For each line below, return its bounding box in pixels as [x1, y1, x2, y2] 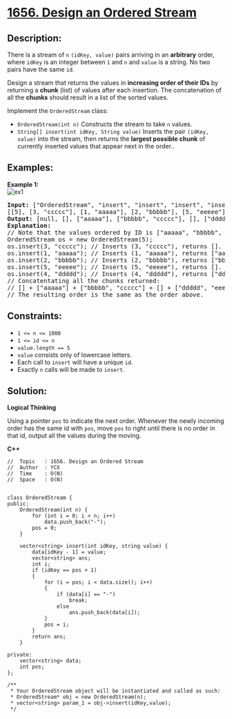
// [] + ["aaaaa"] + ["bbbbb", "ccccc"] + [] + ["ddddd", [7, 284, 208, 291]
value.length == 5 [17, 344, 70, 351]
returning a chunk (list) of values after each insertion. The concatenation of [7, 86, 222, 94]
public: [7, 500, 30, 508]
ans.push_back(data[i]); [68, 609, 140, 616]
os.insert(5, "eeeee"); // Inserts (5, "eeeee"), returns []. [7, 263, 222, 270]
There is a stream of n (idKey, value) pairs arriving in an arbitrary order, [7, 50, 215, 59]
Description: [7, 32, 62, 44]
